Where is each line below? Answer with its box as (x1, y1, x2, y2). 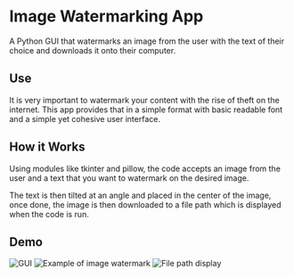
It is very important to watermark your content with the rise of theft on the (9, 94, 280, 105)
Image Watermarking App (9, 6, 204, 27)
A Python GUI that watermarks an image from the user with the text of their (9, 36, 285, 46)
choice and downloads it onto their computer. (9, 45, 176, 55)
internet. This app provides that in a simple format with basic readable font (9, 104, 283, 115)
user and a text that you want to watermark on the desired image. (9, 172, 249, 183)
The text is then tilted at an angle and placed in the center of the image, (9, 190, 272, 200)
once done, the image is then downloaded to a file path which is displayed (9, 199, 282, 210)
